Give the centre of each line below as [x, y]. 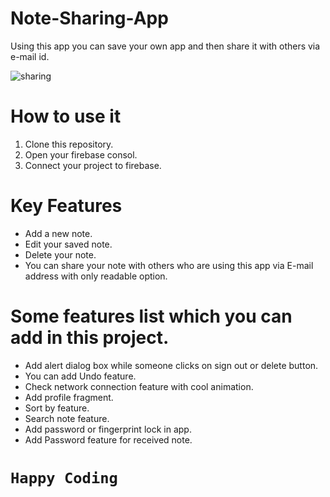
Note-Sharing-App [89, 18]
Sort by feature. [57, 408]
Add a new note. [58, 233]
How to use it [66, 116]
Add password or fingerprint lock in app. [108, 429]
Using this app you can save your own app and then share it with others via [165, 46]
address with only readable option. [96, 276]
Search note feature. [67, 418]
